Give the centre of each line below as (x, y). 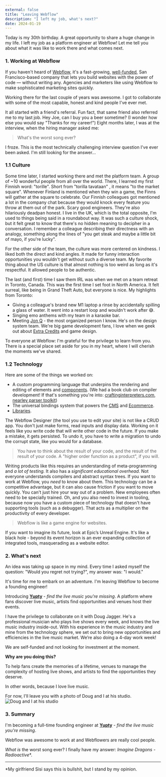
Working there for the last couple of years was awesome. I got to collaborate (83, 97)
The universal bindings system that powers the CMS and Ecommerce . (83, 406)
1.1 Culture (18, 165)
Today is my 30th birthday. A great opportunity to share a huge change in (80, 38)
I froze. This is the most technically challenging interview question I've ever (82, 147)
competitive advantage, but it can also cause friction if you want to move (79, 487)
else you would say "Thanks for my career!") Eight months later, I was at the (82, 122)
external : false (22, 10)
